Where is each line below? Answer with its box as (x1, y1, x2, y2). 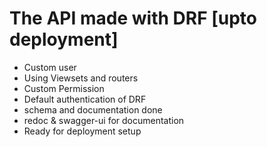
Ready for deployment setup (23, 125, 142, 137)
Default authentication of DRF (23, 93, 147, 105)
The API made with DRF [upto (9, 7, 257, 30)
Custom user (23, 61, 77, 73)
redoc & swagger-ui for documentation (23, 114, 185, 126)
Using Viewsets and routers (23, 72, 139, 84)
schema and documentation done (23, 103, 163, 116)
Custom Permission (23, 82, 105, 94)
